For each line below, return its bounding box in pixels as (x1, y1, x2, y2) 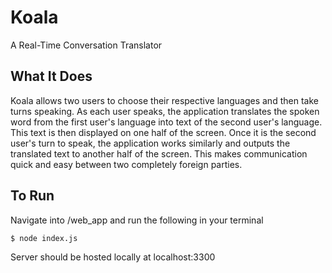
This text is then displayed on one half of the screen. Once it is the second (10, 126, 317, 138)
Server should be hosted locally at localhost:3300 (10, 251, 216, 263)
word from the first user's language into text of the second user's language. (10, 116, 323, 128)
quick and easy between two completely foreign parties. (10, 158, 243, 170)
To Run (10, 187, 55, 205)
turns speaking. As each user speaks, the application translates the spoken (10, 105, 320, 117)
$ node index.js (10, 233, 78, 243)
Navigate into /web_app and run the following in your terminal (10, 214, 264, 226)
